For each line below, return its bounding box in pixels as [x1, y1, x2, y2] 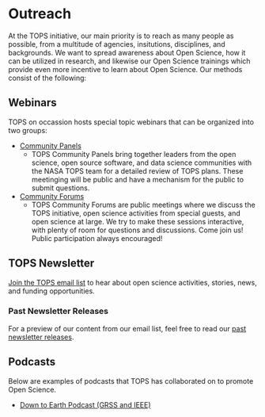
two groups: [8, 125, 47, 135]
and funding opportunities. [8, 286, 95, 296]
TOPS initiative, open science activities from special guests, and [31, 208, 241, 218]
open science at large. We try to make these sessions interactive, [31, 216, 244, 226]
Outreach [8, 5, 72, 23]
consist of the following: [8, 73, 87, 82]
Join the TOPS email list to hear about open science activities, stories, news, [8, 277, 257, 287]
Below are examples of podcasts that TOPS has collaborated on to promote [8, 376, 254, 385]
